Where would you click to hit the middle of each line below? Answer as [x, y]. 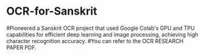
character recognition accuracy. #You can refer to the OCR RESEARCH [95, 41]
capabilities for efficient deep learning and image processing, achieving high [102, 34]
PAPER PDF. [21, 47]
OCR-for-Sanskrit [52, 11]
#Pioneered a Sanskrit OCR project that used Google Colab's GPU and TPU [100, 28]
